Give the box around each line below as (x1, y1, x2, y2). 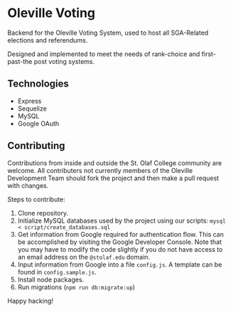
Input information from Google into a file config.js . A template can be (17, 260, 222, 269)
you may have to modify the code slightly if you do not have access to (17, 245, 223, 253)
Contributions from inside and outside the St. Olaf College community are (7, 158, 222, 167)
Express (17, 96, 42, 105)
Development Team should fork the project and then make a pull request (7, 174, 220, 182)
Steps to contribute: (7, 195, 65, 204)
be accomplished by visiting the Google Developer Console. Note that (17, 238, 222, 246)
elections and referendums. (7, 35, 88, 44)
